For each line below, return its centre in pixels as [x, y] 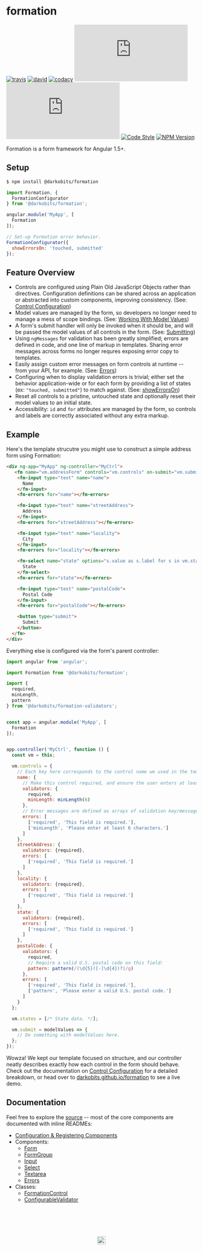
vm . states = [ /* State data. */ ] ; [55, 1019]
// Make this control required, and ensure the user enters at [104, 783]
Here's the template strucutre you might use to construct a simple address [99, 449]
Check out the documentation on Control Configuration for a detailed [92, 1071]
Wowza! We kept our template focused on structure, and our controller [94, 1058]
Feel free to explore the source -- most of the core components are [90, 1117]
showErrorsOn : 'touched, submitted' [58, 248]
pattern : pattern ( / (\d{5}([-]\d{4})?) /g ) [81, 968]
